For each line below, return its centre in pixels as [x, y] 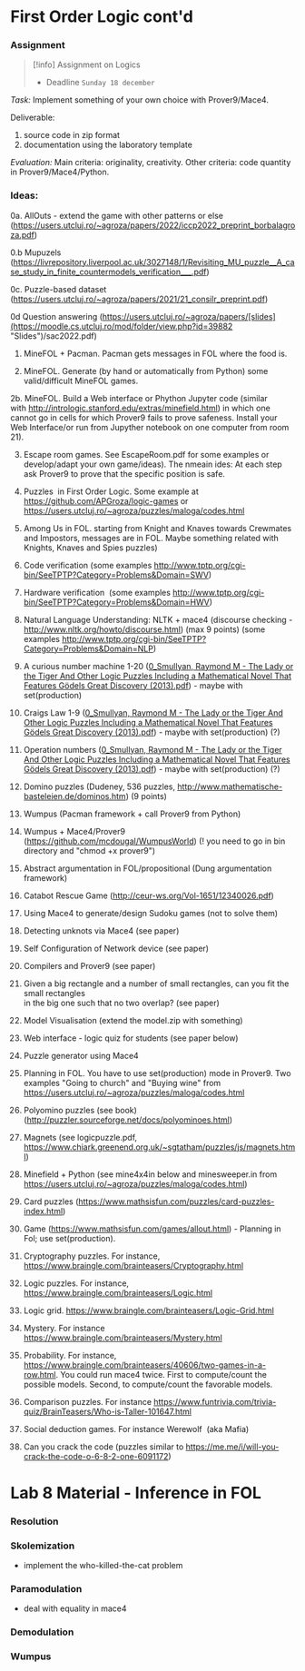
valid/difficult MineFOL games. [81, 381]
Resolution [34, 1521]
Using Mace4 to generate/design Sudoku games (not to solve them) [151, 913]
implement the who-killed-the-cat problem [103, 1566]
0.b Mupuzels [36, 252]
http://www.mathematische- [230, 786]
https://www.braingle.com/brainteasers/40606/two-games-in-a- [145, 1365]
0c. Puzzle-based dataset [59, 289]
